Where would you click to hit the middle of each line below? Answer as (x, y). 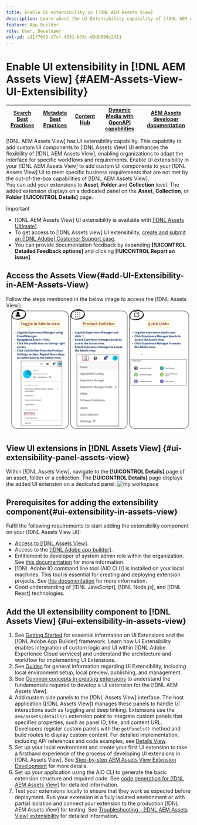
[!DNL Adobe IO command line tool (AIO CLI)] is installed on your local (99, 569)
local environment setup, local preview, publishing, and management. (98, 672)
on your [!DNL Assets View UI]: (43, 532)
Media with (119, 116)
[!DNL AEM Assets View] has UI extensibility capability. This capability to (94, 141)
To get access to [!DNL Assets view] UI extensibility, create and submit (100, 232)
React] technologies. (40, 593)
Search (23, 113)
